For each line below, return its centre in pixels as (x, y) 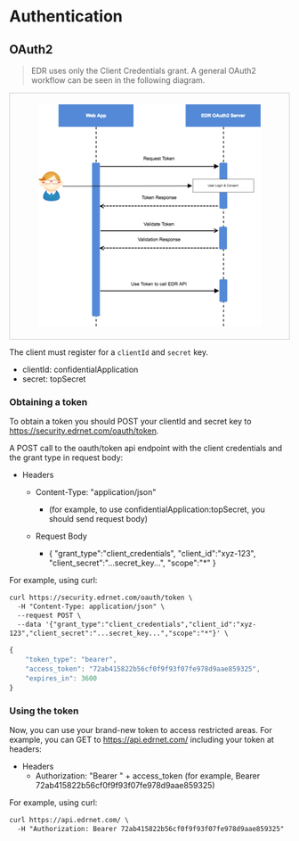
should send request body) (98, 519)
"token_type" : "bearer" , (71, 660)
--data (29, 625)
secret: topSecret (54, 379)
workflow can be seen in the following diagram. (118, 80)
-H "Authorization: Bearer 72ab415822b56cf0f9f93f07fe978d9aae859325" (151, 829)
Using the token (44, 711)
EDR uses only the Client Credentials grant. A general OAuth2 (143, 70)
